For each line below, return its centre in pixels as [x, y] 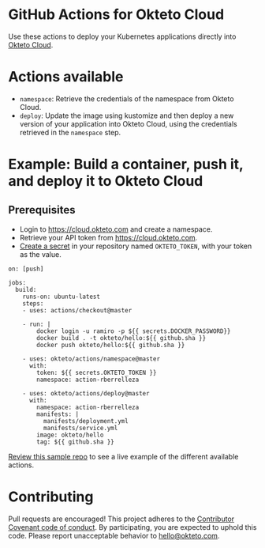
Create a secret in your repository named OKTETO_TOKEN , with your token [136, 246]
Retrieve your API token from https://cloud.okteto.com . [108, 237]
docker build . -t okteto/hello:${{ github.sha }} [121, 338]
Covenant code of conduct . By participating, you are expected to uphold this [132, 527]
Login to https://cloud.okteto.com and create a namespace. [116, 229]
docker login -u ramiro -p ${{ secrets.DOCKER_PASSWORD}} [134, 331]
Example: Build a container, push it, [126, 164]
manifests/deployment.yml [86, 421]
